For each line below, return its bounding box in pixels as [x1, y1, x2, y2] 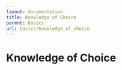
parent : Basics [6, 20, 44, 26]
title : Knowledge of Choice [6, 14, 77, 20]
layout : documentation [6, 8, 63, 15]
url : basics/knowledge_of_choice [6, 25, 90, 32]
